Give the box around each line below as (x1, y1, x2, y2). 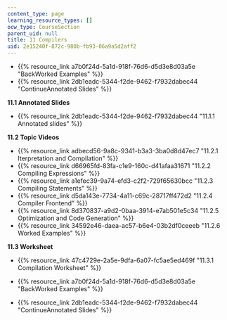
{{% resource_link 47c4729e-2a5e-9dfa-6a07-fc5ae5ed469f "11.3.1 (17, 256, 214, 264)
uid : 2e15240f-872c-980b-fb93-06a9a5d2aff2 (7, 43, 137, 50)
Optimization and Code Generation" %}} (17, 214, 134, 222)
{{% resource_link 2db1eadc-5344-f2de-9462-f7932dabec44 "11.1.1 (17, 112, 216, 120)
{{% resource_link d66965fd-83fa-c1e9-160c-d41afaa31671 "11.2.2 (17, 162, 211, 169)
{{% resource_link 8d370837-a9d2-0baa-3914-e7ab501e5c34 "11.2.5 (17, 207, 219, 215)
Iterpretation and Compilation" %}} (17, 154, 119, 162)
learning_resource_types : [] (7, 17, 93, 24)
